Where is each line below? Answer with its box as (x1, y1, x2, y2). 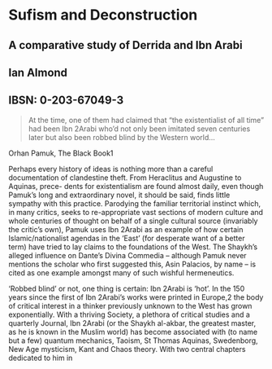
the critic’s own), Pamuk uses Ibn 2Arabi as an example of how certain (8, 224, 244, 234)
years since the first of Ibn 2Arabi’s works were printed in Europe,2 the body (8, 292, 264, 302)
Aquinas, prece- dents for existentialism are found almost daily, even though (8, 181, 264, 191)
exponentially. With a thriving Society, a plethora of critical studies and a (8, 310, 250, 319)
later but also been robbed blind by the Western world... (28, 132, 215, 142)
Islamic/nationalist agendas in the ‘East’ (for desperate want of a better (8, 233, 245, 243)
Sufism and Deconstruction (8, 6, 198, 24)
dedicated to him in (8, 353, 73, 362)
